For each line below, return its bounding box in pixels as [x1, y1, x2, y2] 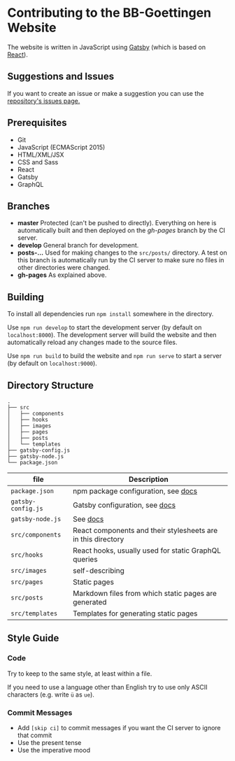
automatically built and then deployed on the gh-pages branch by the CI [17, 226, 226, 235]
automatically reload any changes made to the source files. [7, 338, 178, 347]
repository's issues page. [7, 97, 80, 105]
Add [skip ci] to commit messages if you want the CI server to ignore [17, 723, 221, 732]
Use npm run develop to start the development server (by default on [7, 323, 202, 332]
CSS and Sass [17, 157, 59, 166]
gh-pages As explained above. [17, 271, 107, 279]
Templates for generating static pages [72, 609, 198, 618]
